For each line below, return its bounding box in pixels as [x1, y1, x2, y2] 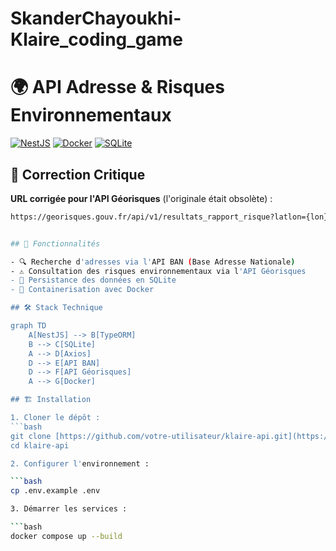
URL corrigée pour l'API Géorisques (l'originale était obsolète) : [10, 192, 273, 204]
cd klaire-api [10, 440, 70, 451]
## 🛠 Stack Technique [10, 303, 103, 313]
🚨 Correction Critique [10, 166, 146, 183]
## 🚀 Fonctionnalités [10, 238, 101, 249]
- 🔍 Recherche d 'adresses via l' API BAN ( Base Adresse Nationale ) [10, 257, 296, 267]
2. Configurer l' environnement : [10, 458, 150, 469]
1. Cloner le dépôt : [10, 413, 101, 423]
